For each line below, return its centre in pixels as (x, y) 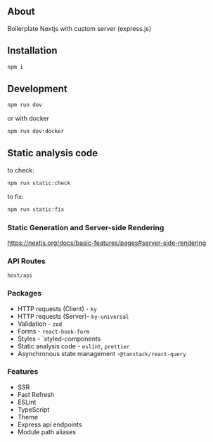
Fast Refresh (36, 394)
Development (38, 88)
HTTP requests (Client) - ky (57, 308)
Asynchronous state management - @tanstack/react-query (102, 353)
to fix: (16, 196)
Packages (25, 293)
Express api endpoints (50, 424)
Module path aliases (46, 431)
